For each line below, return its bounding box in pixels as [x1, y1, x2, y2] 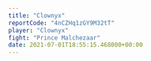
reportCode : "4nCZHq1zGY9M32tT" [8, 19, 115, 27]
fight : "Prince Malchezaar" [8, 33, 101, 42]
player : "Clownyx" [8, 26, 69, 34]
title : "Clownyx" [8, 11, 66, 20]
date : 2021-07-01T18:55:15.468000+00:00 [8, 41, 144, 49]
